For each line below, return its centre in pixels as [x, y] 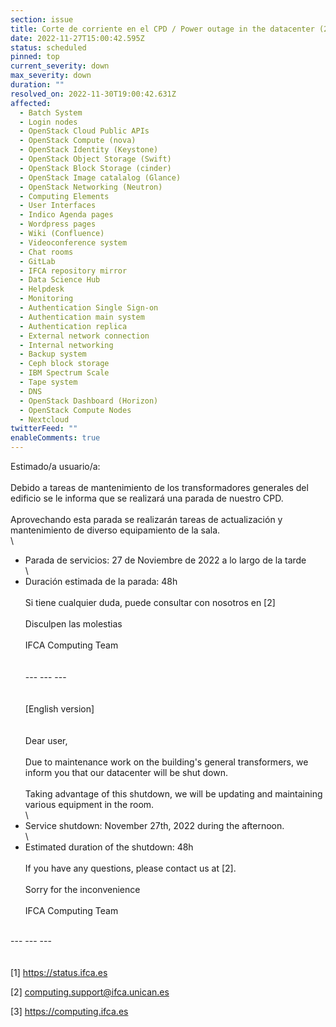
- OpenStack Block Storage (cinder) [95, 168]
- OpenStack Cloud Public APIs [84, 131]
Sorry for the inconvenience [82, 889]
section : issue [42, 19]
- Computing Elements [64, 196]
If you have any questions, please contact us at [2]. [130, 868]
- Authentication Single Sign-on [89, 308]
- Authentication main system [82, 317]
